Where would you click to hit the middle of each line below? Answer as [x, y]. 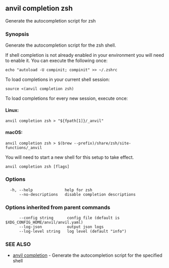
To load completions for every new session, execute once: [67, 98]
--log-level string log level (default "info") [73, 232]
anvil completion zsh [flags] [38, 167]
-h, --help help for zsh [51, 190]
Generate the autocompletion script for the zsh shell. [61, 45]
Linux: [12, 110]
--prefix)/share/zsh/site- [102, 143]
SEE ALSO [18, 244]
